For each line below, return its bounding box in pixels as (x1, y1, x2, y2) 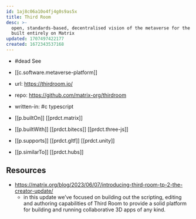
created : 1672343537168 (6, 42, 65, 48)
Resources (6, 166, 46, 176)
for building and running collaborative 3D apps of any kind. (23, 206, 166, 213)
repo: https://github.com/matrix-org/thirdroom (14, 92, 127, 99)
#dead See (14, 57, 42, 65)
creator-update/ (14, 187, 53, 194)
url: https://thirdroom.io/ (14, 80, 73, 87)
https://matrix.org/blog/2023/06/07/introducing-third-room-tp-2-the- (14, 181, 183, 188)
